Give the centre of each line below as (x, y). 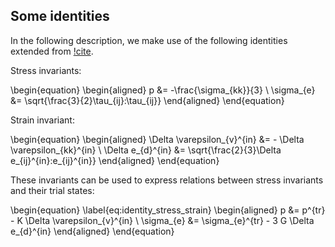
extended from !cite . (52, 51)
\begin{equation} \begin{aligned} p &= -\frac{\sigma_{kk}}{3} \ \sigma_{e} (163, 90)
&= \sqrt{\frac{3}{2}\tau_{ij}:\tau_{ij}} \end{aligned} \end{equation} (147, 100)
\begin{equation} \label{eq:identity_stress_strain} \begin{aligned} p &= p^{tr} (168, 210)
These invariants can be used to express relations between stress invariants (167, 180)
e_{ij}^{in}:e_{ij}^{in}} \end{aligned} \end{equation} (115, 160)
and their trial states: (52, 190)
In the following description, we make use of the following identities (149, 40)
